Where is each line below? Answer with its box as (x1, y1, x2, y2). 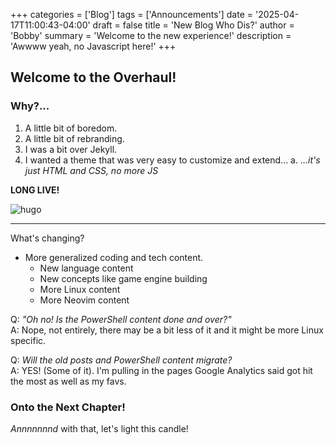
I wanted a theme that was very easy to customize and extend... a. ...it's (24, 154, 321, 166)
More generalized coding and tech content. (24, 251, 204, 263)
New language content (39, 262, 134, 274)
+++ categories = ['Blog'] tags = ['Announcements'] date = (10, 9, 254, 20)
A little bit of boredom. (24, 122, 118, 134)
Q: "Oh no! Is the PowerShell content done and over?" (10, 313, 232, 325)
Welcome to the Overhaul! (10, 69, 177, 86)
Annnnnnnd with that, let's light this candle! (10, 422, 189, 434)
